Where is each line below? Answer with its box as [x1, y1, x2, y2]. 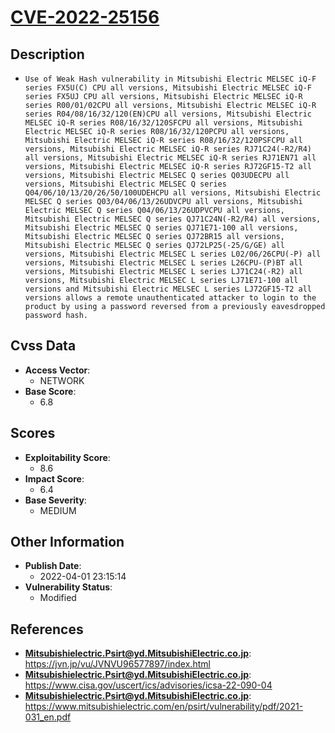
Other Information [10, 534, 125, 551]
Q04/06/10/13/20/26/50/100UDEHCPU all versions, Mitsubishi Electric [24, 188, 322, 198]
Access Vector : [24, 364, 91, 376]
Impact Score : [24, 472, 85, 485]
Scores [10, 425, 56, 442]
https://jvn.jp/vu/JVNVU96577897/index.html [24, 658, 211, 670]
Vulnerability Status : [24, 581, 113, 593]
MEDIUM [39, 504, 77, 516]
